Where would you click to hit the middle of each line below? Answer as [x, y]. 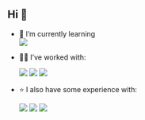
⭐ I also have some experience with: [78, 89]
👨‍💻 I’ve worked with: [52, 57]
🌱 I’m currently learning [57, 33]
